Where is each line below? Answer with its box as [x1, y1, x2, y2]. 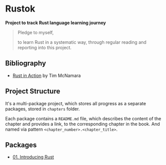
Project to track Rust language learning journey [5, 20, 106, 26]
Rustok [5, 3, 35, 15]
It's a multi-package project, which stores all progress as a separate [5, 100, 146, 106]
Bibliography [5, 59, 46, 68]
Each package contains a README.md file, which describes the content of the [5, 115, 161, 121]
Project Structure [5, 87, 60, 96]
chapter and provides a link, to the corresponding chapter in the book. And [5, 121, 160, 127]
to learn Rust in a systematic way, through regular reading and [17, 39, 147, 45]
